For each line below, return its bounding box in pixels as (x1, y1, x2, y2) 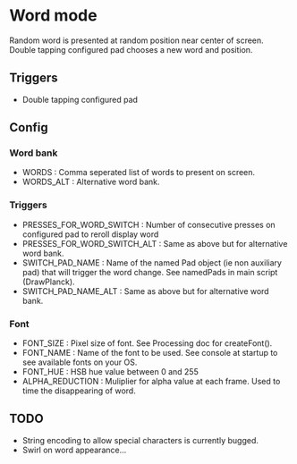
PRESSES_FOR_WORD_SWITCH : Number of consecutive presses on (21, 219, 276, 230)
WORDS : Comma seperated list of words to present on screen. (21, 167, 256, 178)
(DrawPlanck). (21, 276, 75, 287)
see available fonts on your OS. (21, 357, 138, 367)
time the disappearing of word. (21, 385, 136, 396)
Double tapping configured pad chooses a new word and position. (9, 44, 253, 55)
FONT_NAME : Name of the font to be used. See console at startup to (21, 348, 278, 359)
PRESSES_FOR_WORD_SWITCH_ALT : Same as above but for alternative (21, 238, 288, 249)
